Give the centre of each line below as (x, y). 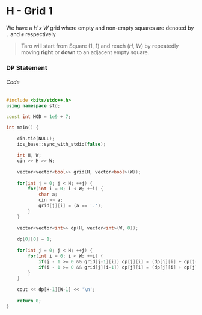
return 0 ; (29, 301)
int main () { (23, 128)
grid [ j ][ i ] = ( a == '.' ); (71, 206)
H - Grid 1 (29, 11)
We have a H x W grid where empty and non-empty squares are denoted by (100, 28)
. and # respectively (31, 34)
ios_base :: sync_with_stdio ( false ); (62, 145)
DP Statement (27, 67)
